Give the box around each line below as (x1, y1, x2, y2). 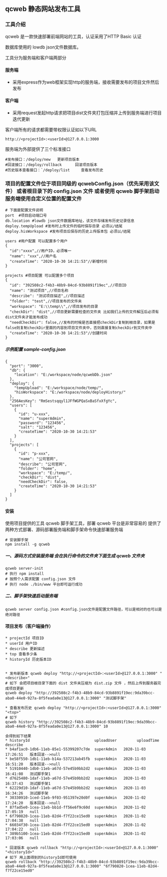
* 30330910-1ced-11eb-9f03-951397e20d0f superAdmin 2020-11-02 (5, 795, 146, 800)
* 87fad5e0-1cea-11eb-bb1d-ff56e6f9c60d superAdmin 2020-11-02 (5, 805, 146, 810)
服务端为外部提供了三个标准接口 (5, 146, 71, 152)
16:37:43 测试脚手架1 (5, 781, 51, 786)
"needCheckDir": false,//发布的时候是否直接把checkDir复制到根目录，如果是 (9, 320, 156, 325)
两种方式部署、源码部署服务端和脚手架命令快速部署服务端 (5, 526, 123, 532)
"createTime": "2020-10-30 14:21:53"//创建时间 (9, 331, 107, 336)
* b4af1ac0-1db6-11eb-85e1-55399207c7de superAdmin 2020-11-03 (5, 746, 146, 752)
